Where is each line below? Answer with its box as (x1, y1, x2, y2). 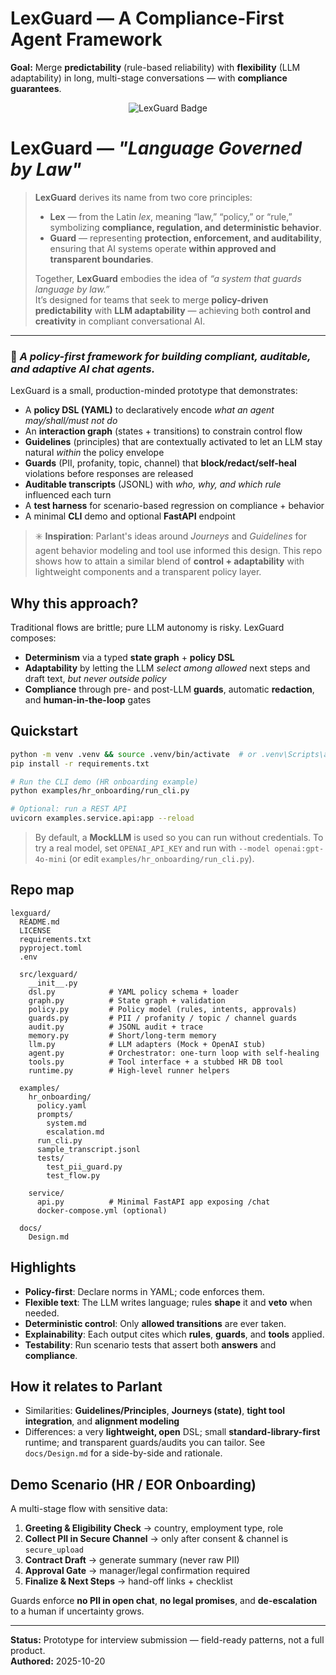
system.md (46, 1118, 87, 1128)
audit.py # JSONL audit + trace (28, 1022, 203, 1032)
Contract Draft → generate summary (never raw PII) (24, 1554, 240, 1566)
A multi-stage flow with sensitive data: (10, 1503, 168, 1515)
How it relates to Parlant (10, 1378, 163, 1396)
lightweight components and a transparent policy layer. (34, 566, 262, 578)
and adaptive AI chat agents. (10, 362, 156, 376)
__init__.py (28, 978, 78, 988)
